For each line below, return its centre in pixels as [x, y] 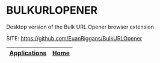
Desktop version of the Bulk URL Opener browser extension [80, 27]
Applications [28, 53]
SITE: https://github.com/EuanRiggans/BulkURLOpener [74, 38]
